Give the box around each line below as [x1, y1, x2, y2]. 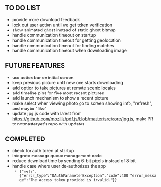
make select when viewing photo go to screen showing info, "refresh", [12, 100, 153, 106]
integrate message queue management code [12, 153, 102, 159]
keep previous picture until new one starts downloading [12, 79, 124, 85]
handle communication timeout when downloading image [12, 47, 127, 53]
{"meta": [19, 169, 37, 174]
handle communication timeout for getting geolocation [12, 37, 121, 43]
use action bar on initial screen [12, 75, 74, 80]
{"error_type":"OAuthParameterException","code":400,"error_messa [19, 173, 157, 178]
